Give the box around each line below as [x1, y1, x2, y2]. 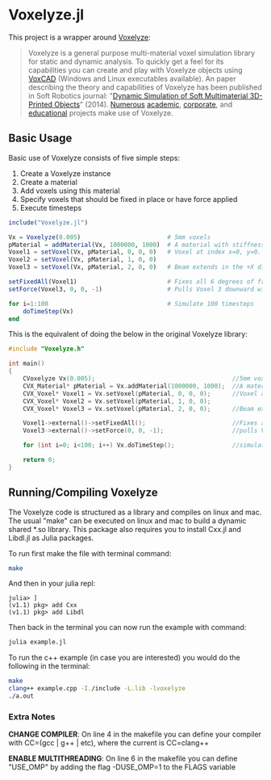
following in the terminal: [8, 661, 90, 671]
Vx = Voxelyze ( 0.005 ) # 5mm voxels [8, 233, 211, 241]
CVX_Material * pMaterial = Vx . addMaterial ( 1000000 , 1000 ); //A [23, 382, 244, 390]
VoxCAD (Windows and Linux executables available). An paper [27, 73, 236, 83]
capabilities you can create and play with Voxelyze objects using [27, 65, 244, 74]
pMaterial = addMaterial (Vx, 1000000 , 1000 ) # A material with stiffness [8, 241, 265, 249]
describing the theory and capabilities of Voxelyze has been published [27, 82, 262, 92]
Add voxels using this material [19, 186, 120, 195]
